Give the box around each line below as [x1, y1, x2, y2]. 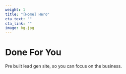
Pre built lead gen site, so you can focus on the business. [5, 63, 123, 69]
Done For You [5, 47, 62, 58]
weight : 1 [5, 7, 26, 12]
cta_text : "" [5, 16, 32, 21]
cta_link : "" [5, 21, 32, 26]
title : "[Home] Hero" [5, 12, 50, 17]
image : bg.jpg [5, 26, 35, 31]
